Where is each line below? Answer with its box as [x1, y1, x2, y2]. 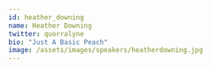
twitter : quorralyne [8, 29, 85, 38]
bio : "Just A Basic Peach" [8, 37, 108, 47]
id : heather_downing [8, 12, 85, 22]
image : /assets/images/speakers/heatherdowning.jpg [8, 46, 203, 55]
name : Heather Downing [8, 21, 92, 30]
